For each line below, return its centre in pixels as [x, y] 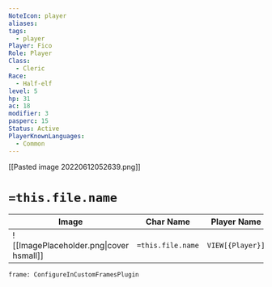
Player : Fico [30, 46]
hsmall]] [28, 255]
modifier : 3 [28, 114]
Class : [19, 61]
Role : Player [30, 53]
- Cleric [30, 69]
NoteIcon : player [38, 16]
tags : [17, 31]
